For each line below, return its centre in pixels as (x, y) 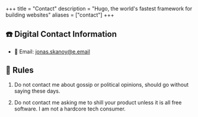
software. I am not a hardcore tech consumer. (70, 109)
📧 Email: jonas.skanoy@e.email (52, 51)
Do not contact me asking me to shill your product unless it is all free (98, 102)
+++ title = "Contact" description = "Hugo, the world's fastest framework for (99, 9)
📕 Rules (20, 70)
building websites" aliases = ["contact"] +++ (60, 15)
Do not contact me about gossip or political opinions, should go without (101, 84)
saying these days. (37, 91)
